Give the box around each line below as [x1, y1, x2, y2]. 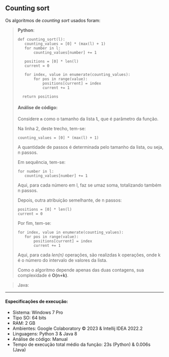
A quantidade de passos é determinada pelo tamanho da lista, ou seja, [17, 144, 163, 150]
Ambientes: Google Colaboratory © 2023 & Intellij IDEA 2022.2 [12, 325, 143, 331]
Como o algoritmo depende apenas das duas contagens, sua [17, 267, 144, 273]
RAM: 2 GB [12, 320, 36, 326]
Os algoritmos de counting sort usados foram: [5, 17, 101, 23]
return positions [22, 94, 59, 99]
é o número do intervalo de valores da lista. [17, 257, 108, 263]
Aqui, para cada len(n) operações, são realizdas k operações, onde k [17, 252, 161, 258]
